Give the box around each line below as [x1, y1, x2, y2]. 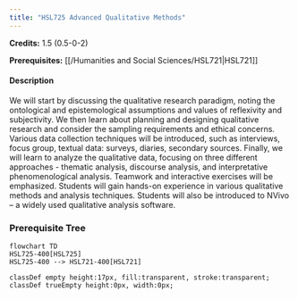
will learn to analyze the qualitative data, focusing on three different [9, 152, 258, 162]
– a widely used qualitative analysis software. [9, 199, 176, 210]
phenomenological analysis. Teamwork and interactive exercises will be [9, 170, 274, 181]
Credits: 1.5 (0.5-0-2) [9, 37, 89, 48]
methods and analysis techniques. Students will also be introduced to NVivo [9, 189, 289, 201]
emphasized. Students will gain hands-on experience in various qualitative [9, 180, 284, 191]
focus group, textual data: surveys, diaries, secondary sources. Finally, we [9, 142, 284, 153]
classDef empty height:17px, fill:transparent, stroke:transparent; [9, 273, 270, 282]
